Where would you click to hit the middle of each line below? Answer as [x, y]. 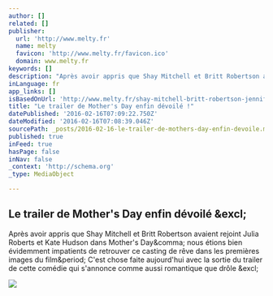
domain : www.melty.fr [52, 62]
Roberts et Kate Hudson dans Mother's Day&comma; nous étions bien [126, 242]
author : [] [27, 16]
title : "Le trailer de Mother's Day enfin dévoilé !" [102, 106]
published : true [36, 136]
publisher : [27, 31]
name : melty [36, 46]
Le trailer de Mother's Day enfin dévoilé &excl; [128, 214]
